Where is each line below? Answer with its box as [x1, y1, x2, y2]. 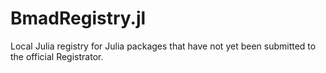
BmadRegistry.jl [10, 7, 147, 30]
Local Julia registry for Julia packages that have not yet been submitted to [10, 40, 317, 52]
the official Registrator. [10, 50, 104, 62]
